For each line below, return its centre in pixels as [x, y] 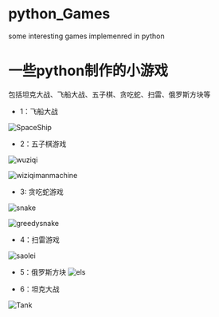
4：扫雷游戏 [39, 240]
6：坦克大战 [39, 289]
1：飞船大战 [39, 111]
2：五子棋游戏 [43, 144]
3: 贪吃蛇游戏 [41, 192]
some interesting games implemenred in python [86, 36]
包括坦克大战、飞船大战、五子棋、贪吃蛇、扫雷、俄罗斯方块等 [109, 94]
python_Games [59, 14]
